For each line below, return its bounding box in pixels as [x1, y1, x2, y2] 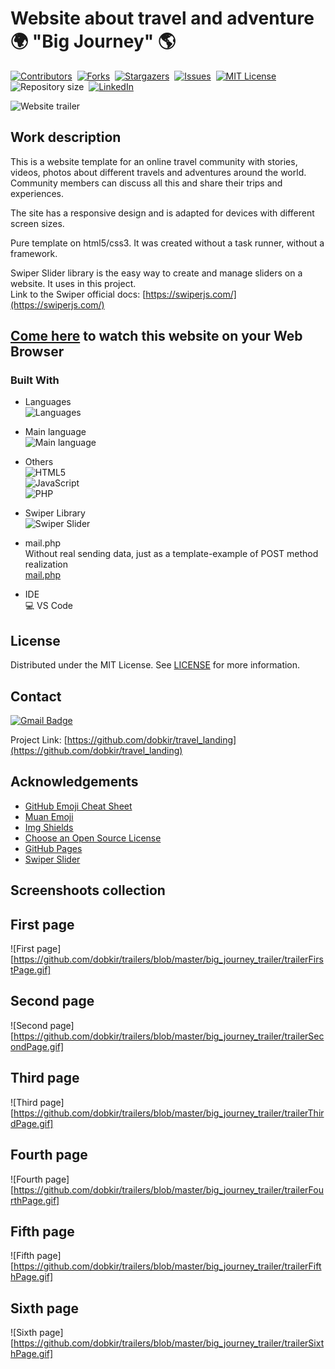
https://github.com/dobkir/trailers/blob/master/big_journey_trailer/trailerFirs [13, 953, 324, 966]
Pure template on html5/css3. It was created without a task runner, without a [10, 237, 325, 249]
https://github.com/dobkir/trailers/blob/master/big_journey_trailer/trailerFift [13, 1260, 322, 1272]
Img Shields [24, 821, 74, 833]
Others [24, 456, 54, 468]
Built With [10, 373, 60, 387]
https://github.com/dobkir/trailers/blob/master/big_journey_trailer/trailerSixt [13, 1337, 325, 1349]
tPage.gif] [10, 964, 52, 976]
